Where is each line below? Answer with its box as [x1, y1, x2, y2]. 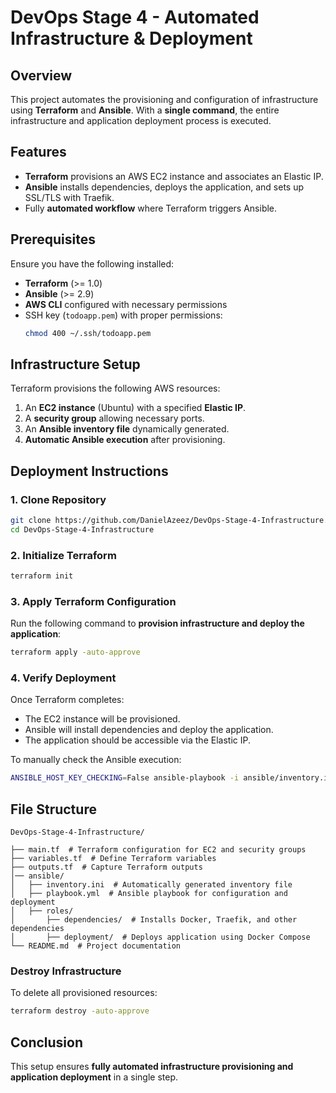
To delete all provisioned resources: [10, 987, 158, 999]
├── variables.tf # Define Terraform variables [10, 854, 217, 864]
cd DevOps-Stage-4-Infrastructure [10, 524, 155, 535]
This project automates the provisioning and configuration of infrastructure [10, 94, 319, 105]
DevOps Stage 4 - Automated [10, 6, 260, 29]
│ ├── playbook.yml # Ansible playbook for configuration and [10, 889, 288, 899]
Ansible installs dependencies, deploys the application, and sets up [24, 181, 305, 193]
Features [10, 144, 67, 161]
